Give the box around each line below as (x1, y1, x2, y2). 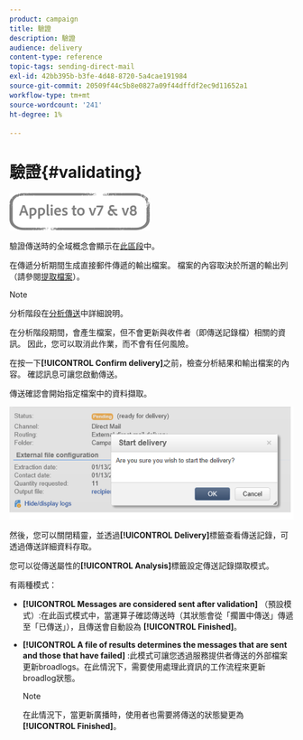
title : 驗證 (9, 23, 51, 33)
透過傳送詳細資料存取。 (9, 541, 96, 552)
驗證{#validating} (9, 163, 142, 183)
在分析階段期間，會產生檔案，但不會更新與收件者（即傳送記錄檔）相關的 (9, 327, 278, 338)
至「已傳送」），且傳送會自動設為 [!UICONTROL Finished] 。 (22, 622, 242, 632)
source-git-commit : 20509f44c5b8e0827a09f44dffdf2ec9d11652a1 (9, 81, 248, 90)
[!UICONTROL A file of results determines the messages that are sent (22, 640, 288, 651)
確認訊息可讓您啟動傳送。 (26, 369, 123, 379)
